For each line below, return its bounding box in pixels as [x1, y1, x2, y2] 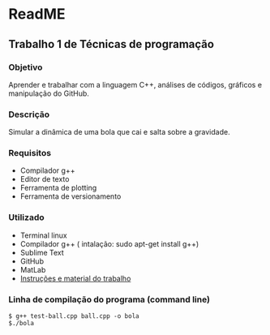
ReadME [8, 5, 66, 24]
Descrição [8, 109, 50, 120]
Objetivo [8, 62, 43, 73]
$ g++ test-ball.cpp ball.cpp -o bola [8, 312, 139, 320]
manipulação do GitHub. [8, 88, 89, 98]
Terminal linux [19, 230, 67, 240]
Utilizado [8, 212, 45, 223]
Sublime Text [19, 247, 65, 257]
